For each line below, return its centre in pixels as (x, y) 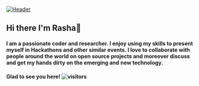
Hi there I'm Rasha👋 (44, 28)
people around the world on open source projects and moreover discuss (98, 56)
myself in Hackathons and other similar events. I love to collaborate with (98, 50)
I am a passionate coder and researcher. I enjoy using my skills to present (100, 43)
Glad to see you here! (33, 76)
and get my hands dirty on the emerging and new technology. (85, 63)
